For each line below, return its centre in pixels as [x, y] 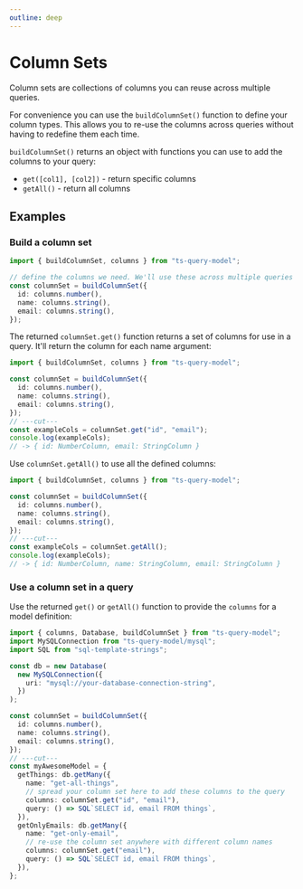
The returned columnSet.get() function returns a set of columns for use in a [150, 336]
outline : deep [36, 18]
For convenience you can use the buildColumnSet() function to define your [148, 115]
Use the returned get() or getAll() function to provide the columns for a [143, 607]
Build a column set [51, 242]
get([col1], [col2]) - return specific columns [109, 178]
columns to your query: [53, 161]
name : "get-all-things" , [72, 783]
